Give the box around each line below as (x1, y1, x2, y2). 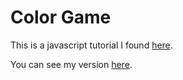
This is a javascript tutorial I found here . (10, 39, 173, 51)
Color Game (10, 6, 112, 29)
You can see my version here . (10, 58, 133, 70)
